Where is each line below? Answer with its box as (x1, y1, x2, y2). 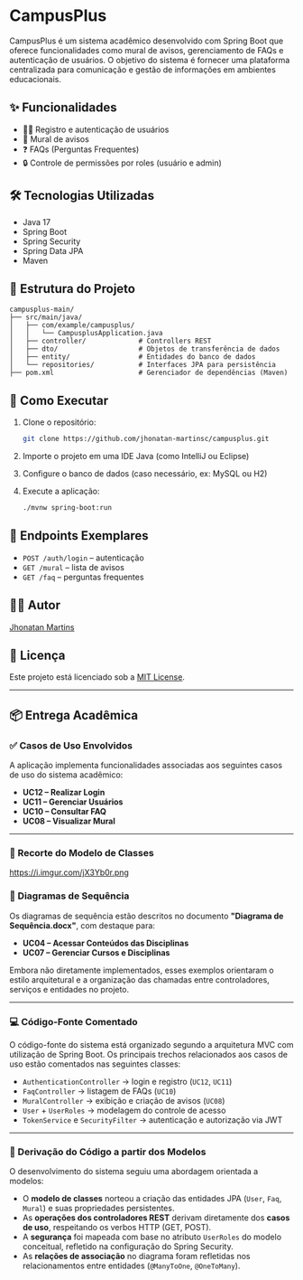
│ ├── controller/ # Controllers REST (9, 336, 212, 346)
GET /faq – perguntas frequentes (22, 571, 144, 582)
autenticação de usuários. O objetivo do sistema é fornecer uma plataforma (9, 54, 290, 65)
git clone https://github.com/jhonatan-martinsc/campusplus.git (22, 435, 270, 444)
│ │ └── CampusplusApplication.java (9, 329, 164, 338)
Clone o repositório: (22, 417, 96, 428)
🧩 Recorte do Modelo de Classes (9, 846, 155, 859)
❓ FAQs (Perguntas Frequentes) (22, 144, 140, 155)
